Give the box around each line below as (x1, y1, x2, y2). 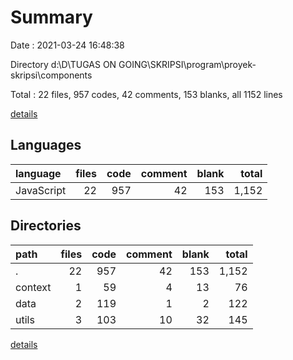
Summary (10, 6, 93, 29)
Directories (10, 217, 82, 235)
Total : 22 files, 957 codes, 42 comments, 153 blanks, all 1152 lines (10, 88, 283, 100)
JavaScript (15, 183, 67, 197)
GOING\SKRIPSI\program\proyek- (118, 58, 257, 70)
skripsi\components (10, 69, 93, 81)
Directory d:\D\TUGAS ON (10, 58, 117, 70)
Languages (10, 137, 82, 154)
